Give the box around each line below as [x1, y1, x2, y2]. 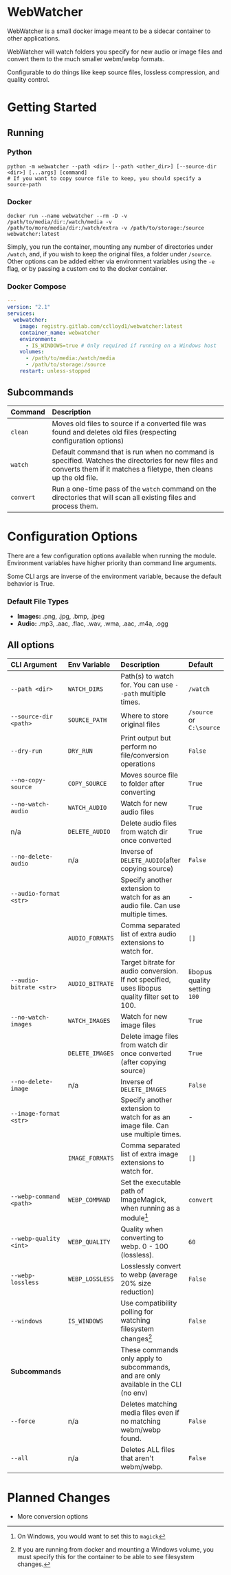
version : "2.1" [7, 304, 51, 311]
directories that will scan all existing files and [52, 492, 197, 502]
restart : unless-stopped [19, 368, 91, 375]
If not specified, [120, 974, 171, 984]
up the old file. [52, 472, 98, 482]
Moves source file [120, 770, 179, 780]
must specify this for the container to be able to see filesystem [16, 1553, 195, 1561]
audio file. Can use [120, 901, 181, 910]
